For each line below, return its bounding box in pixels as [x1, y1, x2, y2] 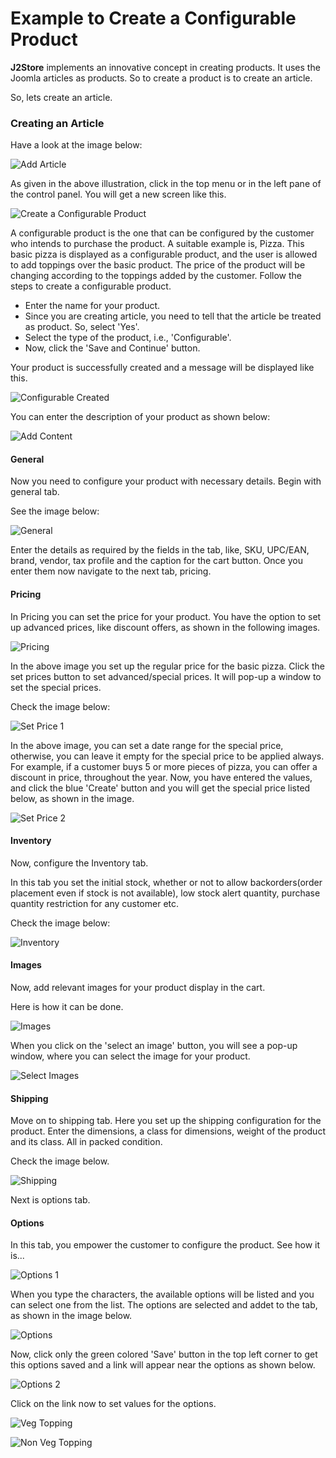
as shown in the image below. [10, 1310, 133, 1322]
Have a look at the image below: [10, 139, 143, 151]
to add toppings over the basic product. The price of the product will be [10, 259, 306, 271]
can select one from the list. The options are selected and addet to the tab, [10, 1299, 318, 1311]
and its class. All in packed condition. [10, 1136, 163, 1148]
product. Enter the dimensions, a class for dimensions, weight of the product [10, 1125, 326, 1137]
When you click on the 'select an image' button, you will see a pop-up [10, 1040, 298, 1052]
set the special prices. [10, 681, 102, 693]
